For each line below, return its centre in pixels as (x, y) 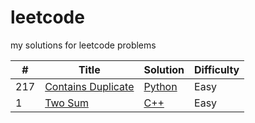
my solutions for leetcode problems (83, 45)
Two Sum (66, 103)
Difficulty (217, 69)
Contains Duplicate (89, 86)
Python (160, 86)
